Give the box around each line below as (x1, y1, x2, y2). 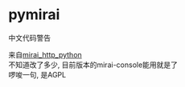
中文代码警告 (8, 33, 51, 42)
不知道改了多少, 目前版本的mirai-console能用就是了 (8, 60, 179, 69)
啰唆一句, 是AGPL (8, 69, 67, 79)
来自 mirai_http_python (8, 49, 82, 59)
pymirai (8, 6, 60, 24)
